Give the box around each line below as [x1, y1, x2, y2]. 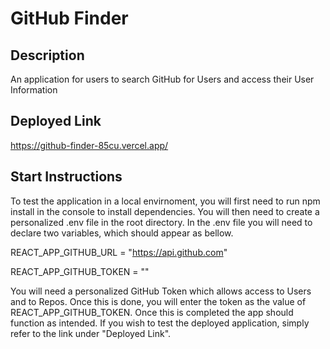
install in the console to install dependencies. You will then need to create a [10, 205, 320, 217]
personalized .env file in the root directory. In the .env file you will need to [10, 216, 313, 228]
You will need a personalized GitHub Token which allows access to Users [10, 285, 312, 297]
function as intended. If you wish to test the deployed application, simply [10, 317, 310, 329]
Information [10, 84, 58, 96]
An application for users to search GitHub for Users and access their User [10, 73, 315, 85]
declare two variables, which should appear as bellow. [10, 227, 234, 239]
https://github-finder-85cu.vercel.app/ [10, 139, 169, 151]
